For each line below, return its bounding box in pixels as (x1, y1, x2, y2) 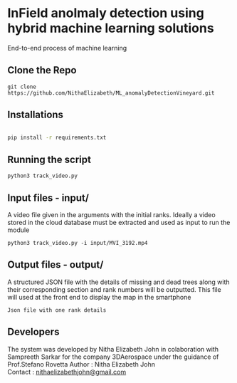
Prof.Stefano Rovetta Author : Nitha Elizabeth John (7, 360, 155, 368)
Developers (7, 326, 60, 338)
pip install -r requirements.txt (7, 134, 107, 141)
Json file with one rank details (7, 306, 107, 314)
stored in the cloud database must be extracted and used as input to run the (7, 219, 231, 227)
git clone (7, 83, 37, 90)
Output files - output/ (7, 258, 104, 271)
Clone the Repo (7, 64, 77, 76)
